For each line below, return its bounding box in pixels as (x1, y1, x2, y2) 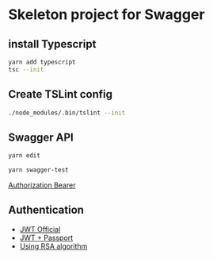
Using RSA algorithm (19, 241, 88, 251)
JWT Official (19, 224, 61, 234)
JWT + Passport (19, 233, 74, 242)
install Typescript (8, 37, 97, 51)
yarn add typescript (8, 58, 77, 66)
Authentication (8, 203, 85, 217)
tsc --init (8, 65, 44, 73)
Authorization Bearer (8, 180, 76, 190)
